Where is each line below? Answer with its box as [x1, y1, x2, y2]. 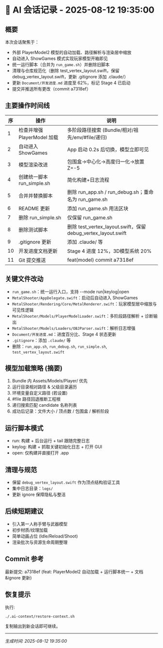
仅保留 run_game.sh [67, 214, 113, 221]
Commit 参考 [5, 555, 44, 563]
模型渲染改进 [18, 161, 48, 168]
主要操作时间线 [5, 102, 50, 110]
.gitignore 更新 [18, 238, 52, 245]
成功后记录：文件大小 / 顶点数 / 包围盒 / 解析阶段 [12, 408, 109, 414]
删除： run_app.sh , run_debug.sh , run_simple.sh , [12, 343, 108, 349]
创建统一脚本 [18, 173, 48, 180]
